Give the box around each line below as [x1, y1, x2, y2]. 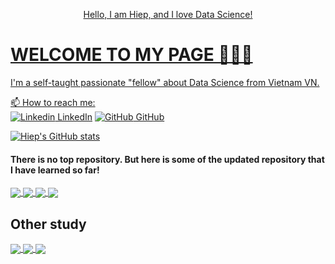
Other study [10, 215, 87, 233]
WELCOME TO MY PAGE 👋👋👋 [10, 44, 253, 66]
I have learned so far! [10, 164, 100, 176]
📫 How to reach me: [10, 96, 96, 108]
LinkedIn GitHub [57, 110, 165, 123]
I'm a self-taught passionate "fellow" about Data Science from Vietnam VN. [10, 76, 320, 88]
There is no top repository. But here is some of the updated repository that [10, 153, 325, 165]
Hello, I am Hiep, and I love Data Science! [83, 9, 253, 20]
